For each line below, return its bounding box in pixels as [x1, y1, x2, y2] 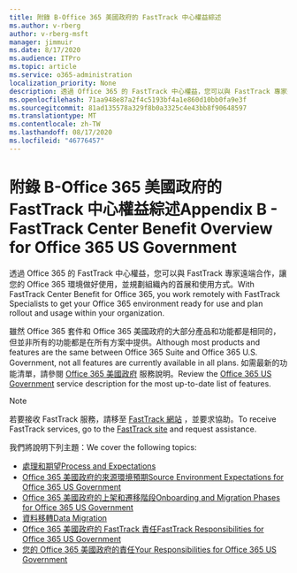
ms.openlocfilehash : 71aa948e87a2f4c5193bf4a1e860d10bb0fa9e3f [9, 95, 247, 104]
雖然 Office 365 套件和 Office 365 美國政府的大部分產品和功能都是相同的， [9, 325, 281, 336]
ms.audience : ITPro [9, 54, 81, 63]
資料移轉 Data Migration [21, 512, 108, 523]
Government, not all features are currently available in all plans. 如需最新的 [9, 357, 280, 368]
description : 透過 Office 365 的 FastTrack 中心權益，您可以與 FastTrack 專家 [9, 87, 287, 95]
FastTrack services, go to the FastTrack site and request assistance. [9, 424, 257, 434]
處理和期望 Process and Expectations [21, 461, 156, 471]
